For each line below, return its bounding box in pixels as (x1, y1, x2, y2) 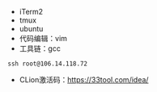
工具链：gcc (19, 44, 62, 53)
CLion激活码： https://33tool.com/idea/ (19, 75, 149, 84)
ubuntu (19, 24, 44, 33)
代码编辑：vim (19, 34, 68, 43)
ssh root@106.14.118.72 (7, 60, 88, 68)
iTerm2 (19, 7, 44, 16)
